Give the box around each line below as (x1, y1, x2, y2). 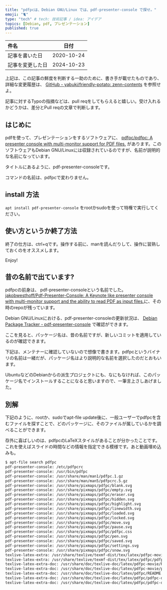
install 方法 (5, 190, 39, 199)
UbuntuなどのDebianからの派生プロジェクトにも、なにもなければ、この (5, 372, 153, 378)
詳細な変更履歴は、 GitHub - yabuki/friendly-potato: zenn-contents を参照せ (5, 82, 162, 88)
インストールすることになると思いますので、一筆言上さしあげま (26, 378, 158, 384)
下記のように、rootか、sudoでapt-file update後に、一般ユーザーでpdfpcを (5, 414, 157, 421)
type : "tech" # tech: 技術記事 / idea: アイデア (5, 16, 102, 21)
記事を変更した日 (7, 62, 48, 69)
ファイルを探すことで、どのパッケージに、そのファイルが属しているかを (9, 421, 157, 427)
